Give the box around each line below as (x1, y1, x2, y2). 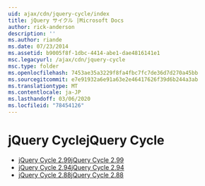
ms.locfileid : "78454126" (8, 102, 84, 109)
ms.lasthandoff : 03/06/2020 (8, 96, 91, 103)
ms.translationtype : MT (8, 82, 78, 89)
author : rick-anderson (8, 23, 75, 30)
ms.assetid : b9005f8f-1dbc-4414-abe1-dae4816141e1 (8, 50, 160, 57)
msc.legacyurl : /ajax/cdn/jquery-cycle (8, 56, 126, 63)
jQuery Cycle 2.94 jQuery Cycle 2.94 (18, 163, 124, 171)
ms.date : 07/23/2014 (8, 43, 69, 50)
